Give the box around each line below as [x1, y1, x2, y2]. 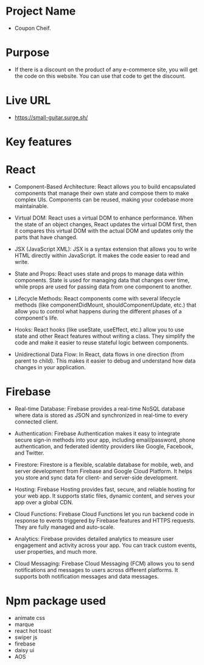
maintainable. [14, 202, 49, 209]
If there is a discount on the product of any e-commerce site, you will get [14, 66, 198, 73]
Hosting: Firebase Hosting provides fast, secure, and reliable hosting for [14, 486, 195, 493]
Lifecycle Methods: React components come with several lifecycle [14, 294, 181, 302]
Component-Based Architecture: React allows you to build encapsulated [14, 183, 196, 190]
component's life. [14, 314, 58, 321]
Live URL [5, 94, 51, 108]
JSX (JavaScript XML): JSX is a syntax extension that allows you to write [14, 245, 197, 252]
